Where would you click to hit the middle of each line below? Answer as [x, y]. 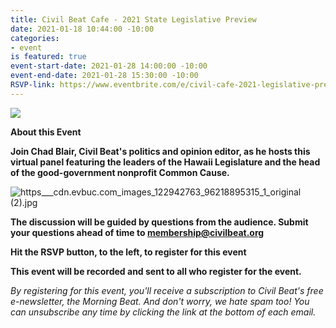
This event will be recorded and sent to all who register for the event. [156, 271]
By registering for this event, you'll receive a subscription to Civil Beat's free [167, 290]
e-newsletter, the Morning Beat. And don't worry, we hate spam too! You [160, 301]
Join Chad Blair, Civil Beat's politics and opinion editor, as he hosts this [160, 151]
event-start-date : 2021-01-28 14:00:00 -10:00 [109, 66]
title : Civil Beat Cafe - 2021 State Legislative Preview [133, 19]
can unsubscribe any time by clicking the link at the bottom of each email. [163, 312]
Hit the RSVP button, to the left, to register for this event [128, 252]
